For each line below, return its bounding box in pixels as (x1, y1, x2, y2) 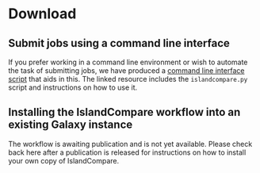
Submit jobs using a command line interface (8, 37, 230, 50)
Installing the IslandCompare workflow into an (8, 106, 241, 119)
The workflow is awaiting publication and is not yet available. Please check (8, 139, 253, 148)
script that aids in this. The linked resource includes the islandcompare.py (8, 75, 248, 83)
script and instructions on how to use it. (8, 83, 138, 92)
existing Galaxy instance (8, 118, 133, 132)
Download (8, 5, 77, 23)
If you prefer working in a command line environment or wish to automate (8, 57, 248, 67)
